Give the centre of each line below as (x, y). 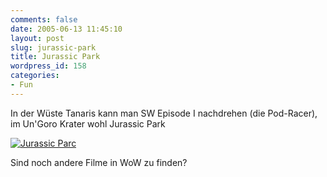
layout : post (37, 38)
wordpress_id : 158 (48, 66)
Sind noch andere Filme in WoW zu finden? (99, 162)
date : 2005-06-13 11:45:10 (66, 29)
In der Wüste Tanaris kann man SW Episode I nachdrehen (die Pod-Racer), (164, 113)
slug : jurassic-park (53, 47)
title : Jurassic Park (55, 57)
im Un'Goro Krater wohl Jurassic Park (88, 123)
